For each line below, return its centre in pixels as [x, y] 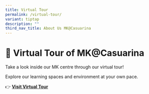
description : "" [22, 24]
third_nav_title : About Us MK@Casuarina [48, 28]
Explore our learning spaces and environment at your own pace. [72, 77]
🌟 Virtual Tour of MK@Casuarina [75, 53]
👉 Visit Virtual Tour [27, 87]
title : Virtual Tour [27, 10]
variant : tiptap [22, 19]
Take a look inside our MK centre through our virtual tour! [65, 67]
